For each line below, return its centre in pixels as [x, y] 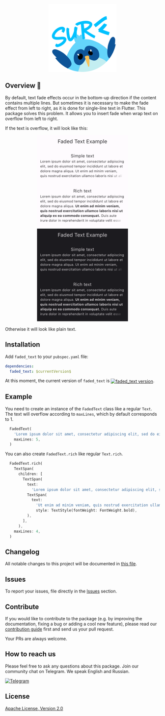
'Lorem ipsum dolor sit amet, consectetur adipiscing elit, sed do [84, 434]
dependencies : [20, 366]
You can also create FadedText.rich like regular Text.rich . [64, 454]
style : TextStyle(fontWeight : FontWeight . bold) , [87, 511]
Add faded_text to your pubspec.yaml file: [47, 357]
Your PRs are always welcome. [36, 638]
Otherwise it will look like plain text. [41, 329]
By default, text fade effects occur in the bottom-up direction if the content [81, 97]
